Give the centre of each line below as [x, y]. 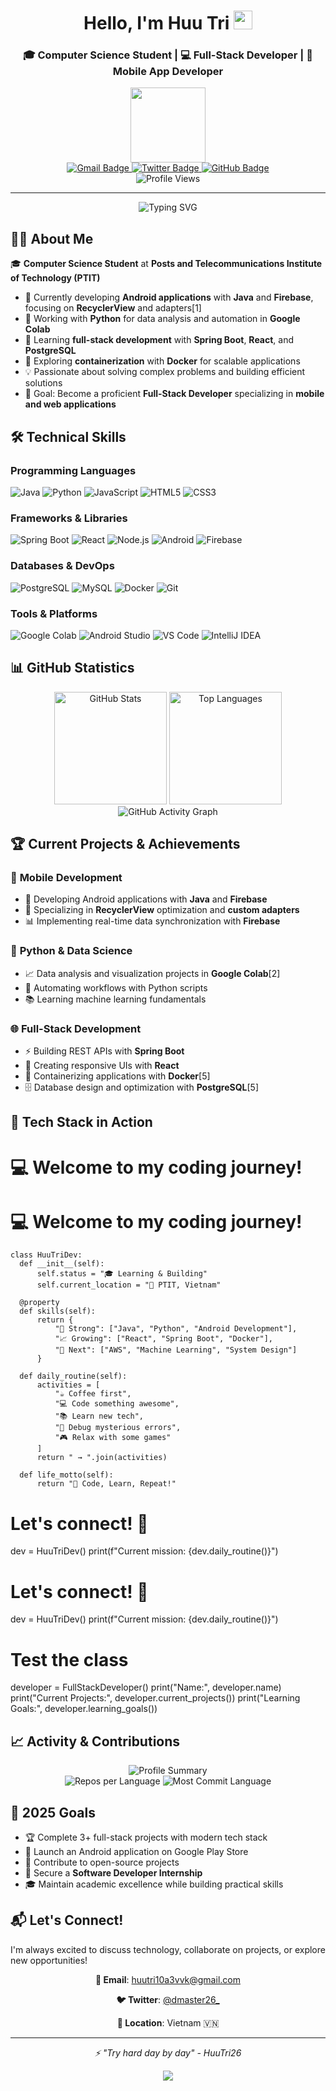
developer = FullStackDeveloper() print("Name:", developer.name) [146, 1687]
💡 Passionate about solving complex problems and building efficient [165, 372]
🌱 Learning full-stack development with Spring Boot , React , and [159, 340]
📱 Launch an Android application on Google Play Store [136, 1851]
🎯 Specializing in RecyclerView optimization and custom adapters [162, 910]
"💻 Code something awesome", [117, 1404]
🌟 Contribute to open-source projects [102, 1862]
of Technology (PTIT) [55, 278]
